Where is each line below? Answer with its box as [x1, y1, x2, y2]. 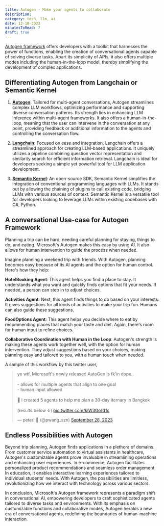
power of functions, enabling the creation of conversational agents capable [5, 49, 157, 54]
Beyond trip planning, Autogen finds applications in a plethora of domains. [5, 444, 155, 450]
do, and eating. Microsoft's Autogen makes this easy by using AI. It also [5, 241, 150, 248]
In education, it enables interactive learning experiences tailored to [5, 470, 140, 476]
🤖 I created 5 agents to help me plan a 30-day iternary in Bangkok [17, 397, 150, 403]
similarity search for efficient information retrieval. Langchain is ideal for [12, 156, 158, 161]
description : [5, 12, 32, 17]
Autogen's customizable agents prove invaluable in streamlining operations [5, 454, 157, 460]
